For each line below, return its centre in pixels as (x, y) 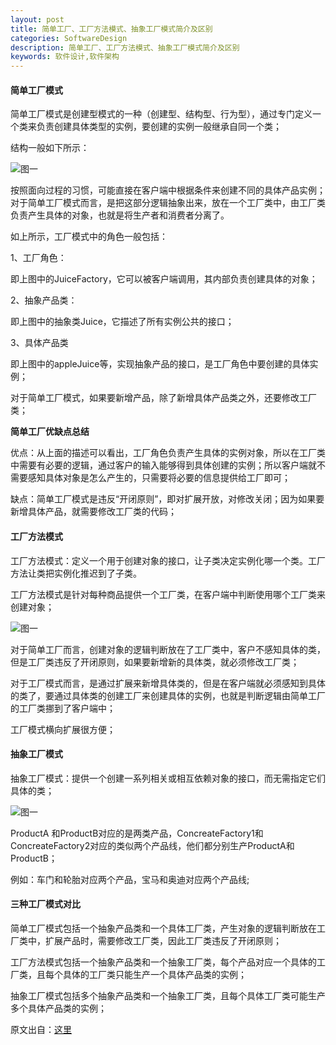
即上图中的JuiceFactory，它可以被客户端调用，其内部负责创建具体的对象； (164, 279)
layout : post (37, 19)
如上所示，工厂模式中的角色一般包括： (89, 237)
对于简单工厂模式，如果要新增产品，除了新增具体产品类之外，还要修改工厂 (163, 398)
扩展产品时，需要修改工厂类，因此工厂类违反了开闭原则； (163, 940)
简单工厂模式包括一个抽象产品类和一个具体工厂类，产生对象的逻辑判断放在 (163, 928)
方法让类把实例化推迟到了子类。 (76, 573)
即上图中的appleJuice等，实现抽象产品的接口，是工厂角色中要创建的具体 (160, 364)
